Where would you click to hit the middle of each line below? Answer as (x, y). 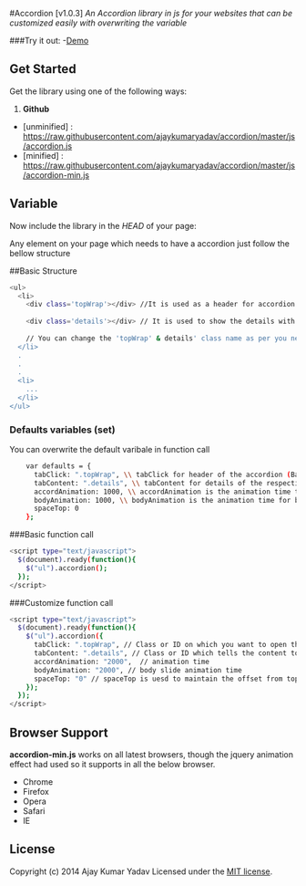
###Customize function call (61, 602)
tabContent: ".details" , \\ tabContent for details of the (148, 483)
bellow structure (40, 253)
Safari (34, 810)
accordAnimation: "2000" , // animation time (121, 662)
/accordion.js (47, 146)
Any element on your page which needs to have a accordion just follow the (149, 243)
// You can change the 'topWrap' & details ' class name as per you (156, 338)
